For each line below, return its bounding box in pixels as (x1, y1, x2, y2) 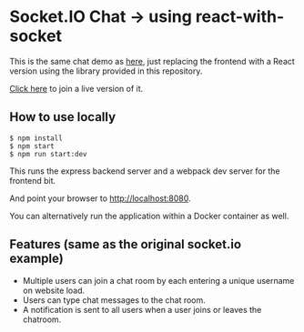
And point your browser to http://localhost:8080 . (9, 193, 191, 204)
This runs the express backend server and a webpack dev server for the (9, 166, 280, 176)
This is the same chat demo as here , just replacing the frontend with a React (9, 55, 296, 66)
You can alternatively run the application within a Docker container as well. (9, 210, 289, 221)
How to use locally (9, 109, 117, 125)
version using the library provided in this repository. (9, 65, 203, 76)
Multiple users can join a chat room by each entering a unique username (22, 275, 295, 286)
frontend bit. (9, 175, 56, 186)
